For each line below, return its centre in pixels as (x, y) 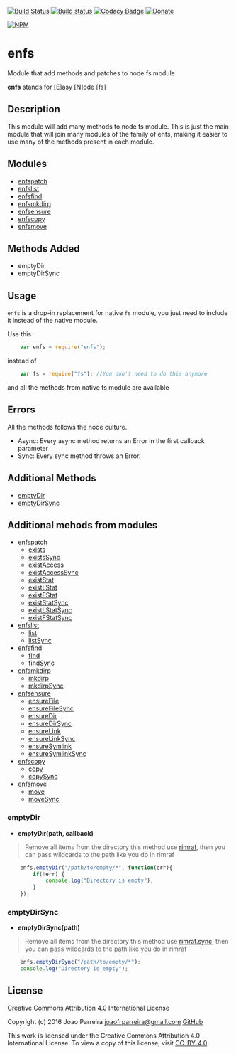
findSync (41, 663)
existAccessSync (54, 573)
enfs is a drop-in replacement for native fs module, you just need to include (118, 313)
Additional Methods (52, 478)
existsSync (44, 558)
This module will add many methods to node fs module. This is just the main (118, 126)
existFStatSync (50, 618)
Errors (21, 410)
